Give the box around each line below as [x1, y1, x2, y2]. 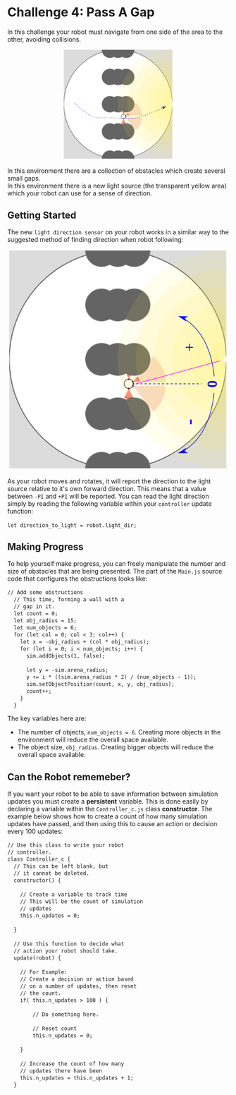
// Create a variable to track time [20, 891, 128, 898]
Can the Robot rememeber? [7, 770, 131, 783]
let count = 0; [13, 610, 58, 617]
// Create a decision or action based [20, 976, 134, 983]
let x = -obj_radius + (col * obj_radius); [20, 639, 150, 646]
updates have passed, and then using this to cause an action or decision [7, 820, 218, 828]
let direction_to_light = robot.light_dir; [7, 521, 137, 529]
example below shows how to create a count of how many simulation [7, 812, 208, 821]
